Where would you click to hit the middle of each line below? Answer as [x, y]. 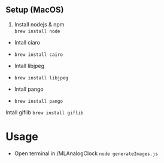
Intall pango [29, 89]
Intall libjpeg [29, 66]
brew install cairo [39, 54]
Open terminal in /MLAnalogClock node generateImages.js [86, 153]
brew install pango [39, 101]
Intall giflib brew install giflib [45, 112]
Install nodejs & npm [39, 24]
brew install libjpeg [41, 78]
